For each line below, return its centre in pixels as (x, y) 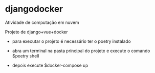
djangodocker (34, 9)
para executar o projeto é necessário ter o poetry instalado (71, 41)
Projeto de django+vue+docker (37, 32)
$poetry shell (25, 56)
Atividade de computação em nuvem (42, 22)
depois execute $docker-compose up (50, 65)
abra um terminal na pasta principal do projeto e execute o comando (81, 51)
